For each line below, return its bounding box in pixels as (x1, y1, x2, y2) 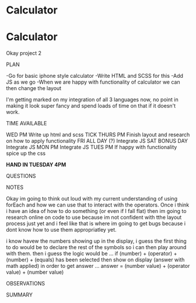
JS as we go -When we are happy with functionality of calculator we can (6, 78, 180, 85)
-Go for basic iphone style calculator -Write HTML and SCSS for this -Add (6, 73, 184, 80)
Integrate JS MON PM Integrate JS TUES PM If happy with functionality (6, 144, 177, 151)
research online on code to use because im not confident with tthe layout (6, 214, 182, 221)
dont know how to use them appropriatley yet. (6, 226, 117, 233)
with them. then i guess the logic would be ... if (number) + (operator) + (6, 250, 177, 257)
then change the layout (6, 85, 62, 92)
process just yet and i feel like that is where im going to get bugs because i (6, 220, 185, 227)
